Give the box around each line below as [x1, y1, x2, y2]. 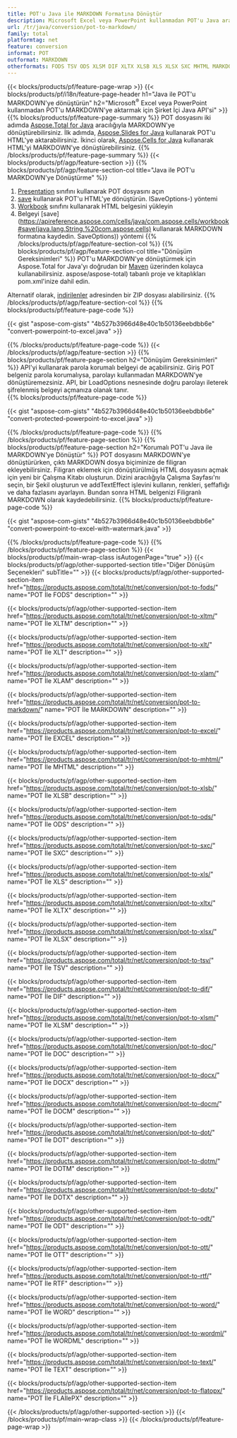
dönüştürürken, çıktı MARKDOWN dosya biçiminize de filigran [7, 458, 187, 467]
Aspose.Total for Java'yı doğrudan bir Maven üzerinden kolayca [17, 262, 203, 271]
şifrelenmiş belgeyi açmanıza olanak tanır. [7, 386, 129, 394]
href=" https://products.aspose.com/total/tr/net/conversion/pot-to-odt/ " [7, 1214, 215, 1223]
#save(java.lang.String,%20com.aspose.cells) [17, 225, 152, 233]
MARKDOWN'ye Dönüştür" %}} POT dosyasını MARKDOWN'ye [7, 451, 190, 459]
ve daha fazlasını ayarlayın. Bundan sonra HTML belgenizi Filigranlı [7, 488, 202, 497]
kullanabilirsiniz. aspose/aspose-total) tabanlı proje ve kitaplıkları [17, 270, 206, 278]
